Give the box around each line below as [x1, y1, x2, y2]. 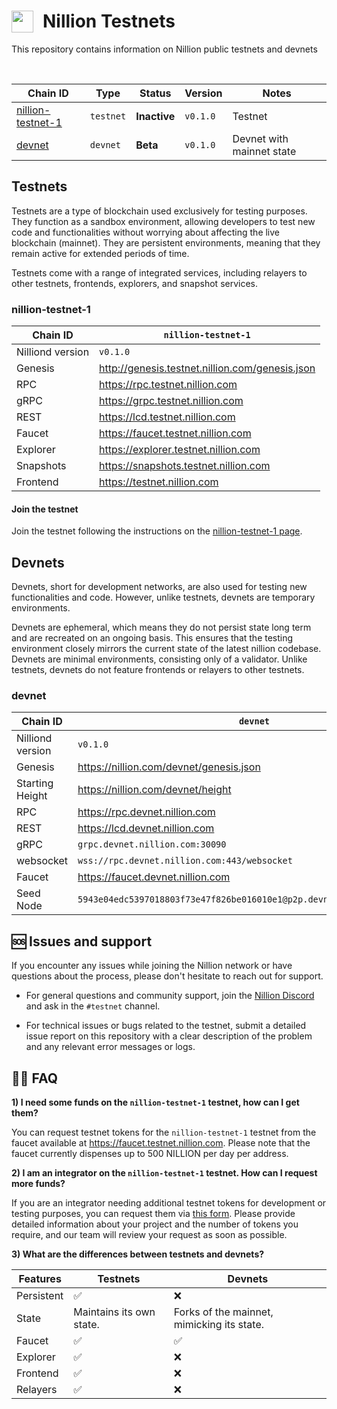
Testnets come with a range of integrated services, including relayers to [11, 266, 308, 279]
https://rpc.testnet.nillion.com [99, 378, 238, 392]
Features [18, 1271, 62, 1285]
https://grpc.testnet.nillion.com [99, 394, 244, 408]
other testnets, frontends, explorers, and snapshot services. [11, 277, 259, 289]
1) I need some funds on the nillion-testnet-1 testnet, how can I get [11, 1096, 300, 1108]
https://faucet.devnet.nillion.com [77, 870, 231, 884]
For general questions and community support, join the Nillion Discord [25, 990, 315, 1002]
